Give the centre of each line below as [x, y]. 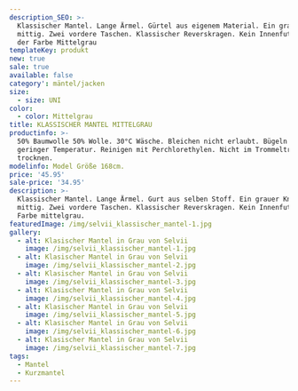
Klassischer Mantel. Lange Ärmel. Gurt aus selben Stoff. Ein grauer [148, 199]
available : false [41, 76]
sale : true [29, 68]
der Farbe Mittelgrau [57, 42]
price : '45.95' [37, 174]
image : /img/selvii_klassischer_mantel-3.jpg [111, 282]
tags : [19, 356]
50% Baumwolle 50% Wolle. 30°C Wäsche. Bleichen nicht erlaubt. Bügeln [153, 141]
